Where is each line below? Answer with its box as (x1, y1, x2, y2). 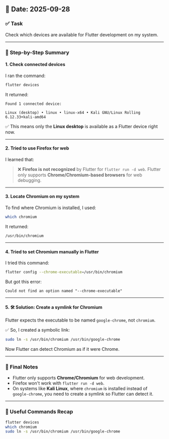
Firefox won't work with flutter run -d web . (12, 380, 105, 386)
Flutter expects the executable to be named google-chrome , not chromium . (5, 317, 156, 323)
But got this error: (5, 279, 42, 285)
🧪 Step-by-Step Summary (5, 49, 69, 56)
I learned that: (5, 156, 34, 162)
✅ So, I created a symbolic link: (5, 327, 70, 333)
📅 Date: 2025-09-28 (5, 5, 70, 14)
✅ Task (5, 20, 23, 27)
